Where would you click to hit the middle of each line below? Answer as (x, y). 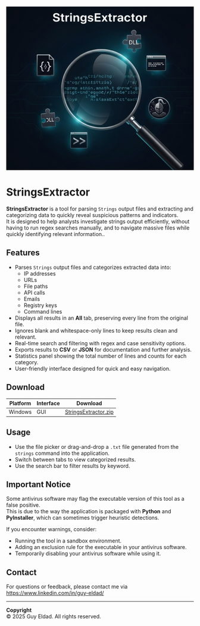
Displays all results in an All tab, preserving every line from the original (101, 318)
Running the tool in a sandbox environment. (68, 541)
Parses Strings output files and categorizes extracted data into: (93, 267)
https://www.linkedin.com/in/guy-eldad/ (55, 593)
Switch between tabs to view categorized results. (75, 459)
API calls (35, 292)
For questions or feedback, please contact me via (67, 587)
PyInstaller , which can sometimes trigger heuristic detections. (83, 518)
